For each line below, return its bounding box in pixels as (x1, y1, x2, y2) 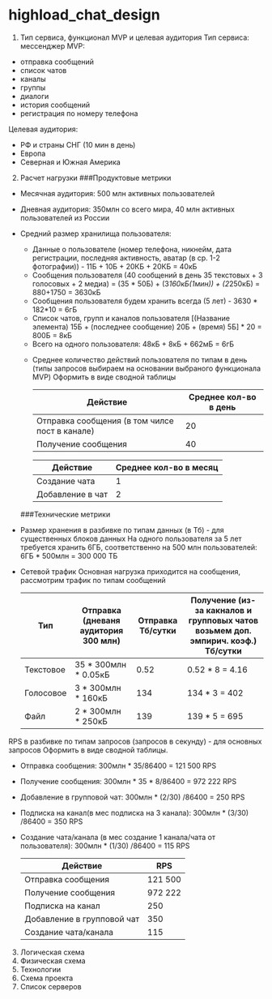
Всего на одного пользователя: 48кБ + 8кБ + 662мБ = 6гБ (32, 339, 235, 349)
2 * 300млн (74, 705, 121, 717)
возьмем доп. (195, 624, 252, 636)
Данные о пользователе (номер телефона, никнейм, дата (32, 244, 232, 254)
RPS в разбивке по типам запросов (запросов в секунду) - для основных (8, 736, 262, 746)
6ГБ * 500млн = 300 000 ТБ (19, 551, 118, 560)
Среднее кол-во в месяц (115, 461, 219, 473)
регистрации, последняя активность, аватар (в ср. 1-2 (32, 253, 220, 263)
